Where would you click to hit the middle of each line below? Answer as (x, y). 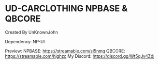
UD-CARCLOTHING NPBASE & (66, 8)
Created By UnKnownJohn (31, 32)
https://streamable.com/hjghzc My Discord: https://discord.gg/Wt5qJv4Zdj (80, 56)
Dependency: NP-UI (25, 41)
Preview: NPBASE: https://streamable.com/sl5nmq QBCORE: (65, 51)
